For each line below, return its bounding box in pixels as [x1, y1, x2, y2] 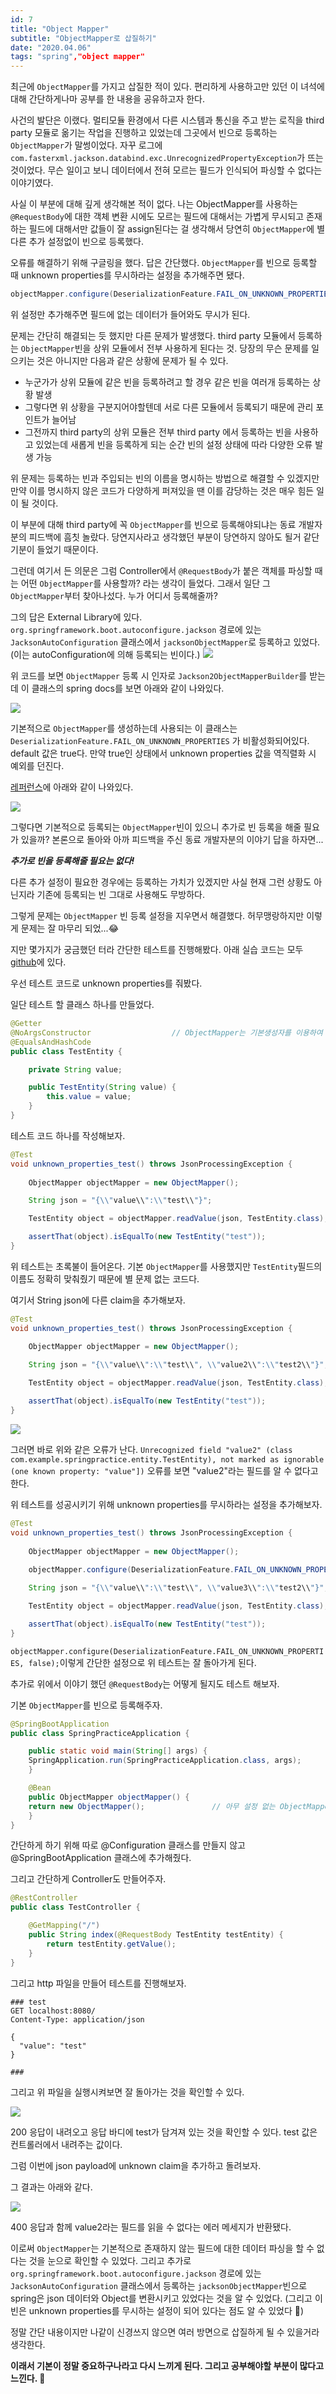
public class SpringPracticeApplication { [10, 1728, 190, 1738]
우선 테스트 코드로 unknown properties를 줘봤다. [10, 977, 203, 989]
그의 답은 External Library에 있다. [10, 611, 143, 623]
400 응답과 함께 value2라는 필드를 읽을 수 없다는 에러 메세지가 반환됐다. [10, 2221, 292, 2233]
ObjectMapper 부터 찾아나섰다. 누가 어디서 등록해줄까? [10, 590, 218, 601]
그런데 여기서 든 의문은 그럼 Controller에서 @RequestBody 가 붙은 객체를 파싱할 [10, 565, 313, 576]
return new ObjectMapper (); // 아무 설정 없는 [28, 1801, 276, 1811]
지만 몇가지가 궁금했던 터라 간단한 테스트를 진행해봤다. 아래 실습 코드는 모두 [10, 944, 304, 955]
